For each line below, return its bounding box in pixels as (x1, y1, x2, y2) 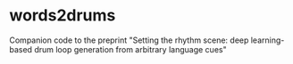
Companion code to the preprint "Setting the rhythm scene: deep (9, 35, 249, 45)
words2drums (9, 5, 116, 26)
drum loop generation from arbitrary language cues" (34, 44, 227, 54)
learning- (250, 35, 285, 45)
